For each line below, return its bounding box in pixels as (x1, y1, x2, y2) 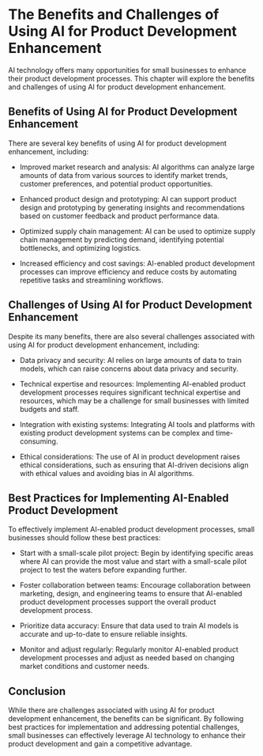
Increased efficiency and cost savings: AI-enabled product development (19, 259, 255, 268)
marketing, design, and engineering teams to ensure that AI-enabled (19, 589, 242, 599)
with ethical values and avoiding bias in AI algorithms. (19, 468, 195, 478)
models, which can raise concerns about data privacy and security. (19, 364, 239, 373)
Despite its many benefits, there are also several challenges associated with (8, 331, 255, 341)
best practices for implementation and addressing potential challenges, (8, 722, 240, 732)
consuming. (19, 437, 58, 446)
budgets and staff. (19, 404, 80, 414)
